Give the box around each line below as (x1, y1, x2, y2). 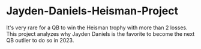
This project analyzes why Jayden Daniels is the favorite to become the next (6, 30, 195, 37)
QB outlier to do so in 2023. (6, 36, 74, 44)
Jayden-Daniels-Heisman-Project (6, 4, 179, 18)
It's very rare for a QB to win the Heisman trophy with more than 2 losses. (6, 24, 188, 31)
